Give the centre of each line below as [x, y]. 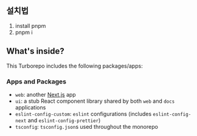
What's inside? [36, 51]
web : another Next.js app [45, 94]
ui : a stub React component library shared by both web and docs [95, 101]
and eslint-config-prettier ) [64, 120]
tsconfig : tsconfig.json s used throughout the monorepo [86, 126]
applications [30, 107]
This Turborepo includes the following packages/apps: [74, 66]
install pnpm [30, 25]
